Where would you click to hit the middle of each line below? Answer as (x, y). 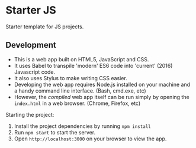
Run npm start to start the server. (55, 132)
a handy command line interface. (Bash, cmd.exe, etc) (80, 91)
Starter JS (31, 10)
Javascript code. (35, 72)
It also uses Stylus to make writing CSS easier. (71, 78)
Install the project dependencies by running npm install (83, 126)
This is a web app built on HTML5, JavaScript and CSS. (81, 59)
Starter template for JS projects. (45, 27)
